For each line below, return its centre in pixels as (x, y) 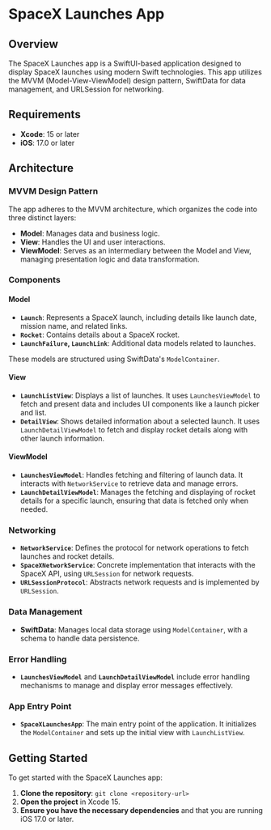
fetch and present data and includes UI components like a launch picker (140, 404)
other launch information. (62, 438)
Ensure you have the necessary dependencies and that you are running (141, 811)
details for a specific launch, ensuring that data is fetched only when (134, 501)
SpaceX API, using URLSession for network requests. (107, 574)
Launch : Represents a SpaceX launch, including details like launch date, (138, 317)
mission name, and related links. (74, 326)
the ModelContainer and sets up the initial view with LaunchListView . (132, 733)
